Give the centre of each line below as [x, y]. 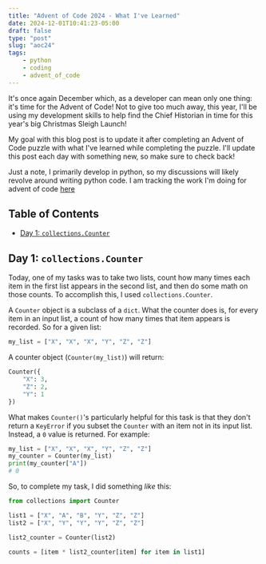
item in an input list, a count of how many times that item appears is [119, 319]
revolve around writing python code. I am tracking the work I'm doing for [128, 180]
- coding [37, 68]
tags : [17, 53]
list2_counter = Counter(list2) [62, 538]
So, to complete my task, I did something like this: [90, 486]
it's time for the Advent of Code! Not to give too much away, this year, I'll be [133, 107]
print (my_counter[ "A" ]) [48, 464]
